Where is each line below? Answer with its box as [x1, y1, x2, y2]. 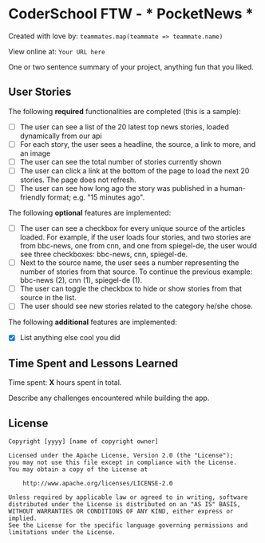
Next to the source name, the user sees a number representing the [19, 258, 239, 268]
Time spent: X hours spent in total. [8, 378, 122, 387]
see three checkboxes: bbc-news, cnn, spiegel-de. [19, 249, 188, 260]
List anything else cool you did [19, 333, 121, 343]
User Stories [8, 85, 72, 99]
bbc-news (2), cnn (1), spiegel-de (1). [19, 275, 143, 285]
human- [220, 184, 246, 192]
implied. [8, 514, 38, 522]
